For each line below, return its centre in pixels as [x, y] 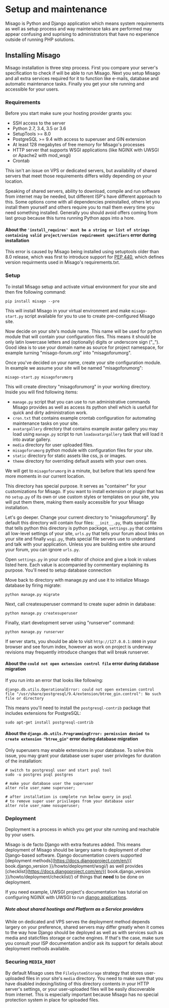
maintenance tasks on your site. [46, 423]
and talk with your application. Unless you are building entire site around [80, 544]
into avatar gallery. [32, 439]
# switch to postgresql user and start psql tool [59, 770]
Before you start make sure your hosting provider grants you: [69, 113]
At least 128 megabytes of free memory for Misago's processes [78, 145]
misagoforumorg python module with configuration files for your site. [83, 450]
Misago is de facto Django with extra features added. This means [73, 844]
